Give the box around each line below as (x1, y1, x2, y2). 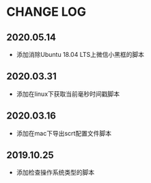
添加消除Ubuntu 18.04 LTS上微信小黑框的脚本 (16, 51, 145, 58)
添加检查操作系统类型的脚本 (16, 169, 95, 177)
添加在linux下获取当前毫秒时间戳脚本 (16, 90, 120, 98)
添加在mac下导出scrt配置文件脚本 (16, 129, 112, 137)
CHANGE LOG (6, 4, 87, 20)
